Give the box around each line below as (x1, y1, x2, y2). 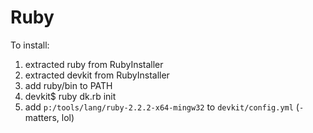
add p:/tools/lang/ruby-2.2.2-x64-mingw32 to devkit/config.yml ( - (24, 101, 305, 113)
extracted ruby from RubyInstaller (24, 58, 164, 70)
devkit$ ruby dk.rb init (24, 90, 117, 102)
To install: (10, 39, 50, 51)
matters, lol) (24, 111, 75, 123)
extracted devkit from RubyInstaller (24, 69, 170, 81)
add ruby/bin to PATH (24, 79, 113, 91)
